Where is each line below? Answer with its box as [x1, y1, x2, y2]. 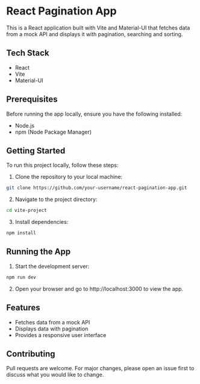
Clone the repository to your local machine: [14, 173, 122, 181]
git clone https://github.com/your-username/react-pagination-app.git [6, 185, 187, 191]
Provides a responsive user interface [14, 331, 107, 338]
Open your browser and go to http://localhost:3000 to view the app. [14, 285, 184, 293]
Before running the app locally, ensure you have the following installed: [6, 110, 183, 117]
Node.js [14, 122, 35, 129]
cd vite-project [6, 208, 47, 214]
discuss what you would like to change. [6, 371, 104, 379]
